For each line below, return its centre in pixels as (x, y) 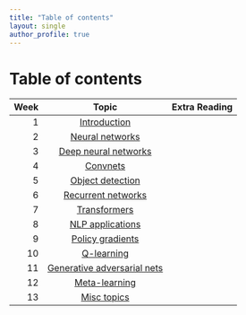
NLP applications (105, 224)
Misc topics (105, 297)
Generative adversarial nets (106, 268)
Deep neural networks (105, 152)
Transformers (105, 210)
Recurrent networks (106, 196)
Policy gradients (105, 239)
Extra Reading (202, 107)
